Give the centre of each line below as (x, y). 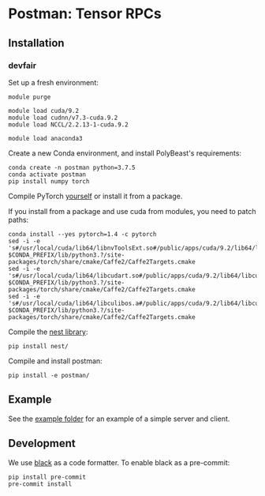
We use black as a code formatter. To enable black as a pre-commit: (119, 462)
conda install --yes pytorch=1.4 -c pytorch (82, 234)
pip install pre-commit (47, 477)
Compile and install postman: (55, 361)
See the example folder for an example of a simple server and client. (119, 419)
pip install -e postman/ (49, 375)
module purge (30, 97)
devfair (22, 66)
